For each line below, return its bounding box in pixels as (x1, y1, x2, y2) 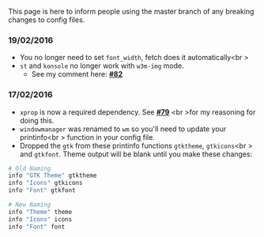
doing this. (19, 115, 55, 125)
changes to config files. (8, 15, 85, 24)
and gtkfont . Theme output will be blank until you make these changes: (19, 149, 253, 159)
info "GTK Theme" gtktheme (8, 171, 97, 180)
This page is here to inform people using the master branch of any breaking (8, 7, 255, 16)
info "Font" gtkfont (8, 186, 77, 194)
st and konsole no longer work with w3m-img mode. (19, 61, 184, 70)
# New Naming (8, 201, 51, 209)
